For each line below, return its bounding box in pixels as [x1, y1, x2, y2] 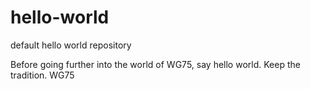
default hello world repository [10, 39, 132, 51]
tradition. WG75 [10, 69, 75, 81]
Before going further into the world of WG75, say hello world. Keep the [10, 58, 301, 70]
